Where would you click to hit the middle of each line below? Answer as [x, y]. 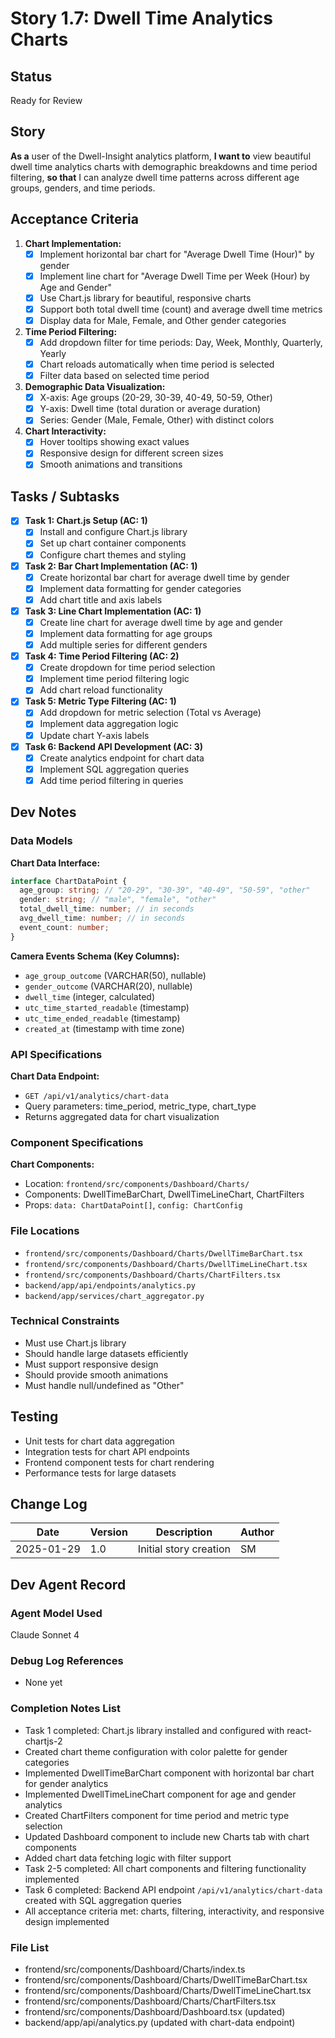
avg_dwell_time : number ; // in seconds [102, 918]
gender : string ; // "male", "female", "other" [118, 900]
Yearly [53, 353]
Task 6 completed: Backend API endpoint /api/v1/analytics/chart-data [173, 1889]
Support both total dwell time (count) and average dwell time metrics [181, 309]
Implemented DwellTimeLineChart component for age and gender [160, 1794]
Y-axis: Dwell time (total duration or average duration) [150, 409]
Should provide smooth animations [96, 1374]
